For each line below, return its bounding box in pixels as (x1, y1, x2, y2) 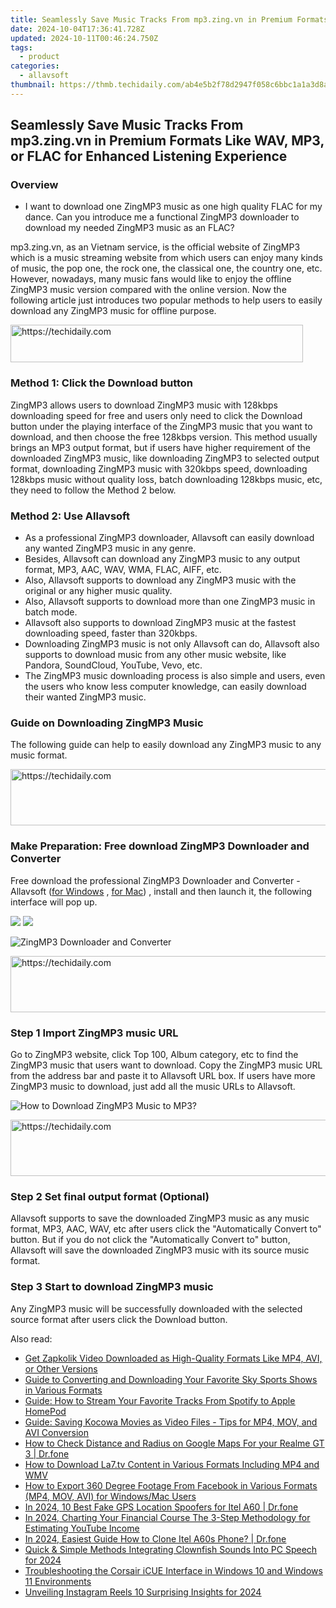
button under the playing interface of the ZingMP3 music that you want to (10, 420, 313, 432)
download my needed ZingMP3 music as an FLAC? (24, 222, 235, 234)
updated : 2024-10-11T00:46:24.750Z (10, 33, 159, 43)
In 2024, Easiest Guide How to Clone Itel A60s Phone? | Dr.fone (24, 1532, 287, 1545)
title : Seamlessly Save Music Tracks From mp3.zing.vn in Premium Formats (10, 14, 329, 25)
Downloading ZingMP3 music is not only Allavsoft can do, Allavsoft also (24, 638, 320, 650)
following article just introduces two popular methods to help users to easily (10, 294, 323, 306)
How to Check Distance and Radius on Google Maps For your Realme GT (24, 1437, 325, 1449)
